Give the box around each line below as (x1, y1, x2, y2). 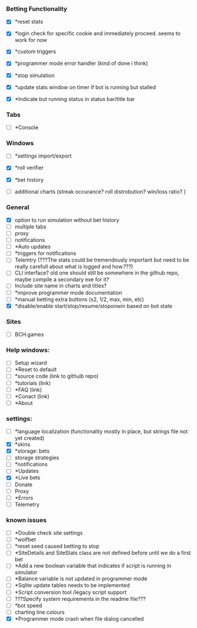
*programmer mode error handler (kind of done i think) (14, 60, 149, 67)
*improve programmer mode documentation (14, 289, 122, 296)
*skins (14, 441, 31, 448)
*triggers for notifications (14, 250, 77, 257)
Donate (14, 480, 33, 488)
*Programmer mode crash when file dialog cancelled (14, 615, 145, 622)
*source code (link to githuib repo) (14, 372, 98, 380)
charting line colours (14, 609, 65, 616)
